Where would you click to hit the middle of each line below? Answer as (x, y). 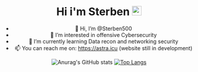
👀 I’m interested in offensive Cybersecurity (104, 34)
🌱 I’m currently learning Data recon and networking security (104, 41)
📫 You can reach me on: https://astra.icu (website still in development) (103, 48)
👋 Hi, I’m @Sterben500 (104, 28)
